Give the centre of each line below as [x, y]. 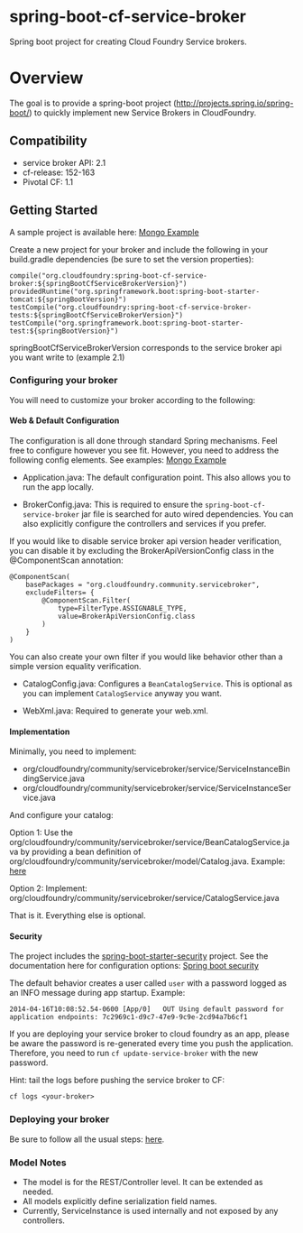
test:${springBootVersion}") [64, 331]
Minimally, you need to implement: [73, 751]
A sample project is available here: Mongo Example [105, 232]
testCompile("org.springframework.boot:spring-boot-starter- [127, 323]
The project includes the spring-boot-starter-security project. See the [139, 956]
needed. [38, 1192]
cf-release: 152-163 [59, 172]
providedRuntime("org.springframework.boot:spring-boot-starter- [134, 291]
